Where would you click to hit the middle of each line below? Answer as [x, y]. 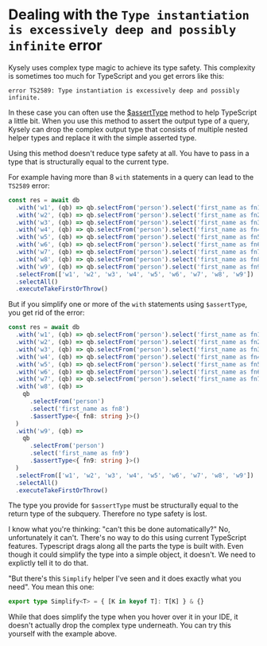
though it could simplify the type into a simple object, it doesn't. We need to [132, 554]
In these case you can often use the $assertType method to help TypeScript [133, 112]
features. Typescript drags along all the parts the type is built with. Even [126, 546]
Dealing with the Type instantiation [129, 15]
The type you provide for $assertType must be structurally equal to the [124, 505]
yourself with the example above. [63, 634]
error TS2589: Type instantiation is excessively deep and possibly [124, 90]
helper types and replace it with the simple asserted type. [103, 138]
